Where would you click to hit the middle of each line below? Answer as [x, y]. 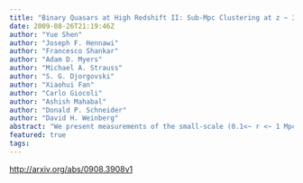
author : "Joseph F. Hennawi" [64, 43]
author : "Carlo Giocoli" [56, 93]
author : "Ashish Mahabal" [58, 101]
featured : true [38, 135]
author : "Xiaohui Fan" [52, 85]
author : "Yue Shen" [46, 34]
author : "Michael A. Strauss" [66, 69]
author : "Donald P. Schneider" [68, 110]
